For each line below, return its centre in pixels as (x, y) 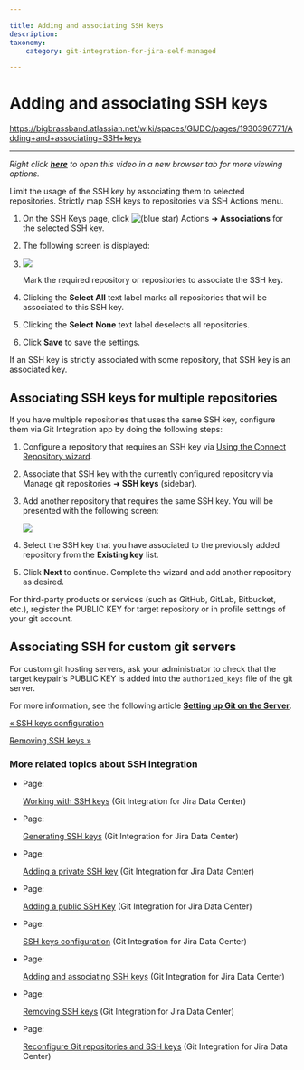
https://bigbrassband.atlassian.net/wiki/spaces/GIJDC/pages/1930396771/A (151, 128)
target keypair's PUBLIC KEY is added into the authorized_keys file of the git (151, 678)
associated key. (38, 369)
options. (25, 174)
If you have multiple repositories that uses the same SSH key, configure (142, 420)
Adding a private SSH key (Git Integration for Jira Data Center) (138, 871)
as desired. (43, 582)
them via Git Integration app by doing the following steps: (116, 429)
